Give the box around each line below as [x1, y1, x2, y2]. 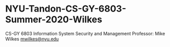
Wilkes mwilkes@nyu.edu [5, 36, 59, 42]
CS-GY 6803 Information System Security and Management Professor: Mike [5, 30, 165, 36]
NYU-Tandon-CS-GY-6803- [5, 3, 126, 15]
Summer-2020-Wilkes [5, 14, 103, 25]
